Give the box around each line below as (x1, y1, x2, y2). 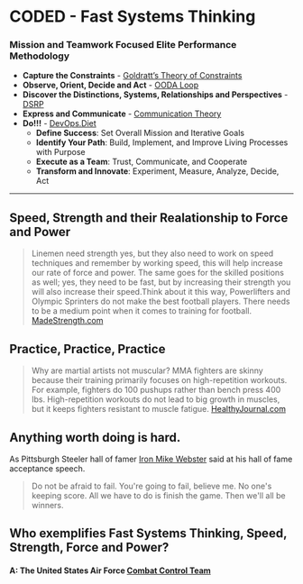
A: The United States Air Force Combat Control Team (9, 565, 212, 576)
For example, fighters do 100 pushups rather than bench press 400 (31, 385, 281, 396)
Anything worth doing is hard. (9, 430, 181, 445)
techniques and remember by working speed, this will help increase (31, 258, 283, 269)
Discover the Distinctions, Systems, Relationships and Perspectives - (22, 89, 289, 100)
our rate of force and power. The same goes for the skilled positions (31, 268, 284, 278)
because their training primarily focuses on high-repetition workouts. (31, 375, 288, 386)
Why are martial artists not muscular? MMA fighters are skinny (31, 365, 263, 376)
